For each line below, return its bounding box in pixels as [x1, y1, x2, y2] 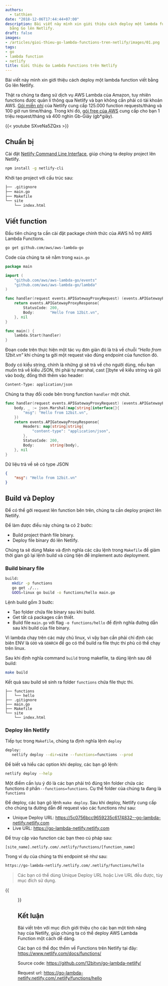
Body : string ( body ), [23, 443, 79, 448]
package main [5, 264, 32, 269]
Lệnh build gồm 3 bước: [5, 599, 54, 605]
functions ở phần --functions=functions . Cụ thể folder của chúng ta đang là [5, 785, 161, 791]
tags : [5, 45, 16, 50]
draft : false [5, 31, 32, 36]
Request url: [17, 970, 43, 976]
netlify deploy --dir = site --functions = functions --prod [11, 752, 133, 757]
